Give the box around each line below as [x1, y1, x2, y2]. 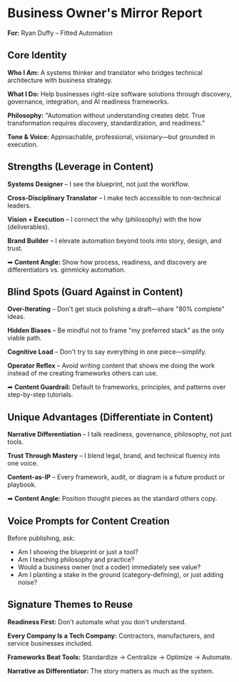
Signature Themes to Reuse [7, 599, 133, 611]
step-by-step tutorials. [7, 390, 73, 399]
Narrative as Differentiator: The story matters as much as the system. [7, 666, 214, 675]
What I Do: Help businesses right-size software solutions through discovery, [7, 89, 232, 98]
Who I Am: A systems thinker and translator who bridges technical [7, 68, 203, 76]
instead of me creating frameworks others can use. [7, 369, 158, 377]
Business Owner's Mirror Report [7, 5, 203, 21]
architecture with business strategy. [7, 76, 113, 84]
